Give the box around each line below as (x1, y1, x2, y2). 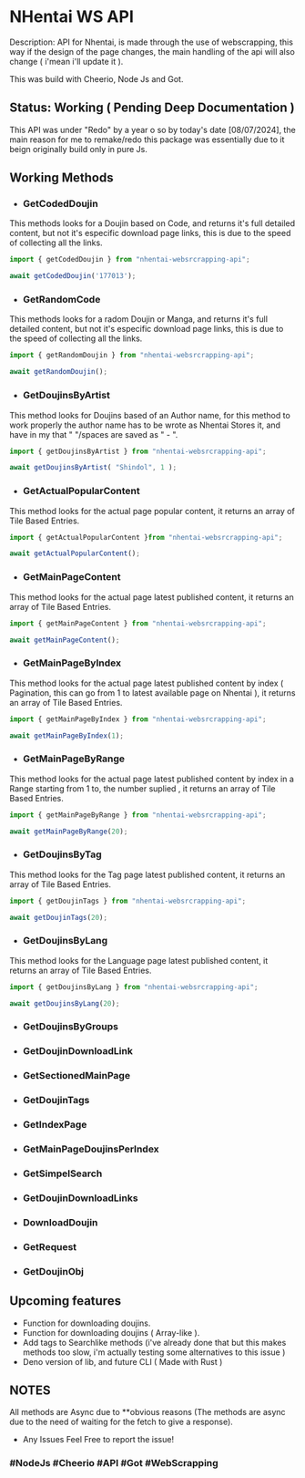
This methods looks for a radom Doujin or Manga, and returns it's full (9, 314, 269, 325)
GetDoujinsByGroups (22, 1020, 119, 1033)
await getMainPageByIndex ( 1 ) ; (9, 731, 125, 740)
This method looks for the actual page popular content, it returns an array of (9, 505, 296, 516)
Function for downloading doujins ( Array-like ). (22, 1327, 200, 1338)
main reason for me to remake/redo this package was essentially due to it (9, 134, 285, 145)
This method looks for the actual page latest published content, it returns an (9, 591, 294, 603)
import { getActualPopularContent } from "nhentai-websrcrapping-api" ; (9, 532, 283, 542)
